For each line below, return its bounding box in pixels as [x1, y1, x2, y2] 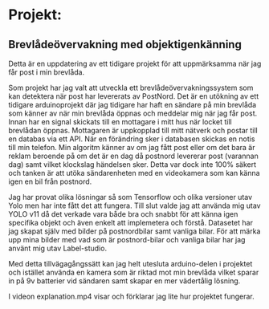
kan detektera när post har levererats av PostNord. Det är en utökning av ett [8, 91, 259, 101]
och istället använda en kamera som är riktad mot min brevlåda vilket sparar [8, 267, 259, 277]
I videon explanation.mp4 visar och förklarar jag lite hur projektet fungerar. [8, 291, 255, 301]
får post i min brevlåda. [8, 67, 85, 77]
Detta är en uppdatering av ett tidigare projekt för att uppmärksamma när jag [8, 59, 262, 68]
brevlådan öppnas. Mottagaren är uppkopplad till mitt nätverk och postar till [8, 126, 259, 135]
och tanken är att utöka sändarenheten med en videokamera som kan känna [8, 169, 260, 177]
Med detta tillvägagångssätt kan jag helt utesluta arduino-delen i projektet [8, 259, 253, 268]
